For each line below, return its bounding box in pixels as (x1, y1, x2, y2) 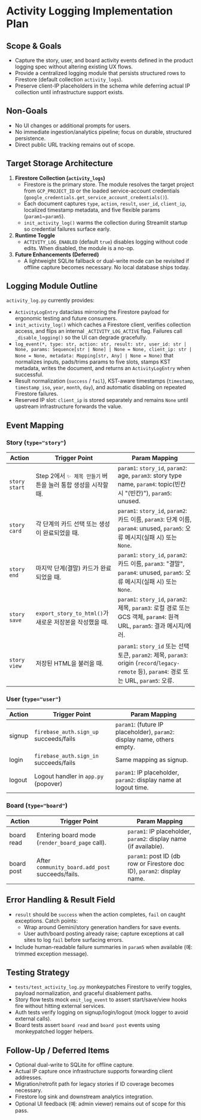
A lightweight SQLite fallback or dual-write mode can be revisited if (23, 257, 190, 265)
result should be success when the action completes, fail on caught (14, 911, 185, 918)
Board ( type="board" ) (6, 801, 68, 810)
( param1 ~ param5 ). (23, 212, 66, 220)
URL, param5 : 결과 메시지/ (117, 622, 186, 630)
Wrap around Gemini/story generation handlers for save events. (23, 923, 181, 930)
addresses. (14, 1074, 43, 1081)
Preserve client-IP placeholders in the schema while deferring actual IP (14, 82, 190, 89)
